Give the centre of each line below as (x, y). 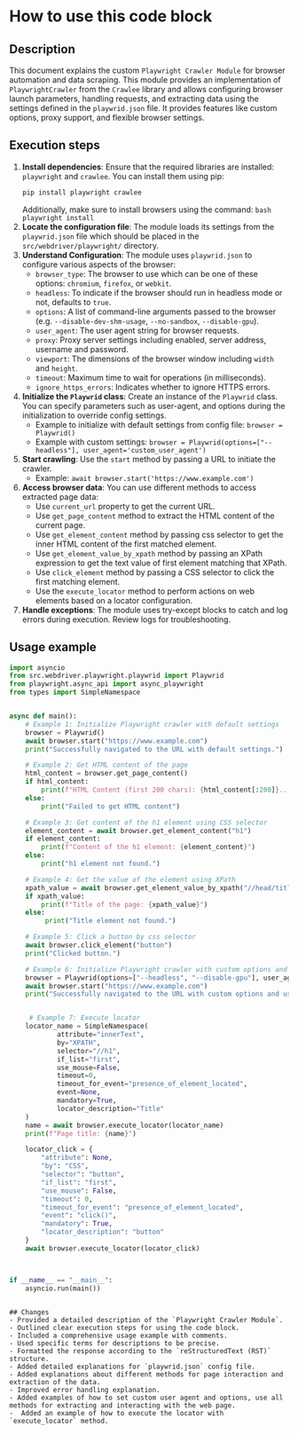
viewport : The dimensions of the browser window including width (155, 358)
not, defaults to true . (73, 302)
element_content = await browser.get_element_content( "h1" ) (138, 831)
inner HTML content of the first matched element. (126, 544)
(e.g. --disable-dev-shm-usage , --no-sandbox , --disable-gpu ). (147, 320)
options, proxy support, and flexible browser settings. (107, 118)
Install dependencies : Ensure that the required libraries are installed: (148, 167)
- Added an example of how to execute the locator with (117, 1413)
